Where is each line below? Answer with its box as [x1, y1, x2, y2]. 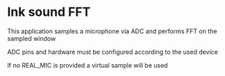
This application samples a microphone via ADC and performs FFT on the [7, 27, 217, 35]
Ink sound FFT [7, 4, 91, 20]
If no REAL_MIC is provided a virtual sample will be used [7, 61, 168, 69]
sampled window [7, 34, 56, 42]
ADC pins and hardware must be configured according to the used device [7, 48, 219, 56]
